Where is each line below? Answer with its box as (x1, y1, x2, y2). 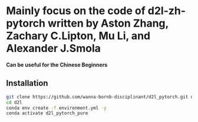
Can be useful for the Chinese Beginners (6, 61, 108, 68)
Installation (6, 78, 48, 88)
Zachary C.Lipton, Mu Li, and (6, 29, 151, 42)
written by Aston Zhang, (47, 17, 169, 30)
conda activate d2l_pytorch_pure (6, 110, 88, 116)
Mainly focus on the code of (6, 4, 146, 18)
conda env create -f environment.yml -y (6, 105, 107, 111)
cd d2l (6, 99, 22, 105)
